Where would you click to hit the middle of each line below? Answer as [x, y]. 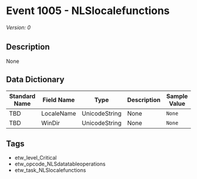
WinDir [51, 123]
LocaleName [59, 113]
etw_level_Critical [35, 158]
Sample [177, 96]
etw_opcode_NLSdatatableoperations [60, 164]
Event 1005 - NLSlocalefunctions [88, 11]
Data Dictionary [35, 80]
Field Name [59, 100]
